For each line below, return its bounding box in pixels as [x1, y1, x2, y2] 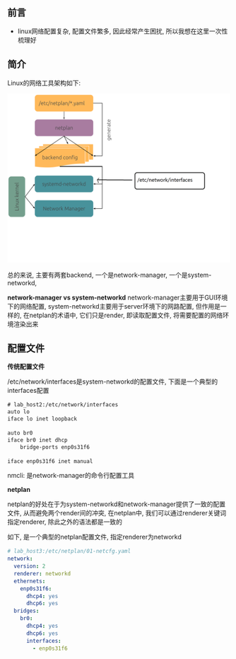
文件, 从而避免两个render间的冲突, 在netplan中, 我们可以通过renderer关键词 [7, 509, 227, 517]
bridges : [13, 607, 40, 614]
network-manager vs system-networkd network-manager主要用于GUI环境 [7, 293, 228, 302]
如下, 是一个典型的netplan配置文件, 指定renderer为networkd [7, 533, 182, 541]
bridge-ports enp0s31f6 [20, 444, 90, 451]
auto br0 [7, 430, 33, 437]
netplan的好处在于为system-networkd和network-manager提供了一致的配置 [7, 500, 226, 508]
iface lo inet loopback [7, 416, 78, 423]
